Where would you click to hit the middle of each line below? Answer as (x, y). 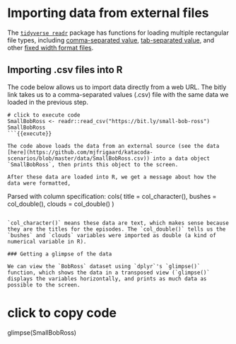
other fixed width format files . (51, 47)
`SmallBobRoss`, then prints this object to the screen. (93, 164)
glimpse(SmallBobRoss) (42, 332)
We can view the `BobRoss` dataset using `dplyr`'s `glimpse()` (104, 266)
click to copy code (62, 313)
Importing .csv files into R (65, 70)
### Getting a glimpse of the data (60, 254)
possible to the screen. (44, 285)
